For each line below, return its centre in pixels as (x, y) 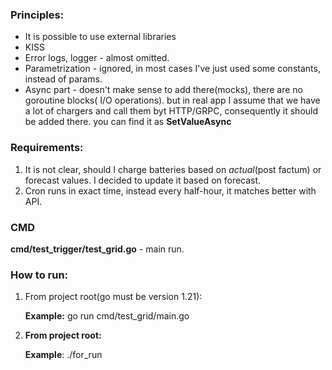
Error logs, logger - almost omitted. (97, 58)
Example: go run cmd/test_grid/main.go (107, 316)
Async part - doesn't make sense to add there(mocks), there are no (163, 90)
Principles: (37, 15)
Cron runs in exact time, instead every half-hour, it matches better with (170, 190)
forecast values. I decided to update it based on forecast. (143, 180)
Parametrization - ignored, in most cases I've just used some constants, (172, 69)
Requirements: (47, 148)
